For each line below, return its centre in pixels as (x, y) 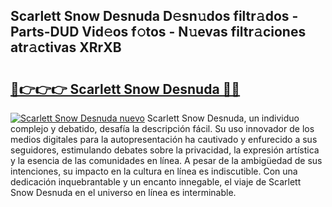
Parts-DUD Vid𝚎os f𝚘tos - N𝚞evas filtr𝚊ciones (158, 32)
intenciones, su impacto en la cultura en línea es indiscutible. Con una (154, 171)
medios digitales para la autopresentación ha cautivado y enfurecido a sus (164, 139)
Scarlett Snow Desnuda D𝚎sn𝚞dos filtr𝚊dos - (154, 16)
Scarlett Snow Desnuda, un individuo (223, 118)
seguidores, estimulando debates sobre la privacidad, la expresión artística (165, 150)
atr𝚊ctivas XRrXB (66, 47)
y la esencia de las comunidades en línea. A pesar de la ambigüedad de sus (166, 160)
